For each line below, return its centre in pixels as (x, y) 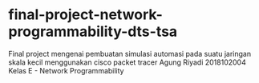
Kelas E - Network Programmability (66, 70)
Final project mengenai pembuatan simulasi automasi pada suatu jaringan (129, 53)
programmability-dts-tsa (93, 32)
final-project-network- (85, 15)
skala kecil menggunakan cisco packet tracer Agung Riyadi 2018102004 (127, 62)
